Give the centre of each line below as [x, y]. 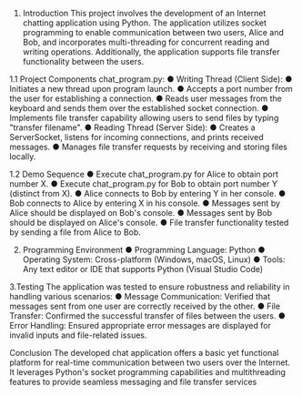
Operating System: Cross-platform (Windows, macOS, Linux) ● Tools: [154, 259]
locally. [23, 157]
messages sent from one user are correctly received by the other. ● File [145, 306]
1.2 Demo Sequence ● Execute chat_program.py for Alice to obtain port [144, 174]
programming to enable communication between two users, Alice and [153, 32]
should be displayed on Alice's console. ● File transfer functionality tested [149, 223]
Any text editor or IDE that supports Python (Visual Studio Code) [143, 269]
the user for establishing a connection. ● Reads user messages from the [146, 98]
